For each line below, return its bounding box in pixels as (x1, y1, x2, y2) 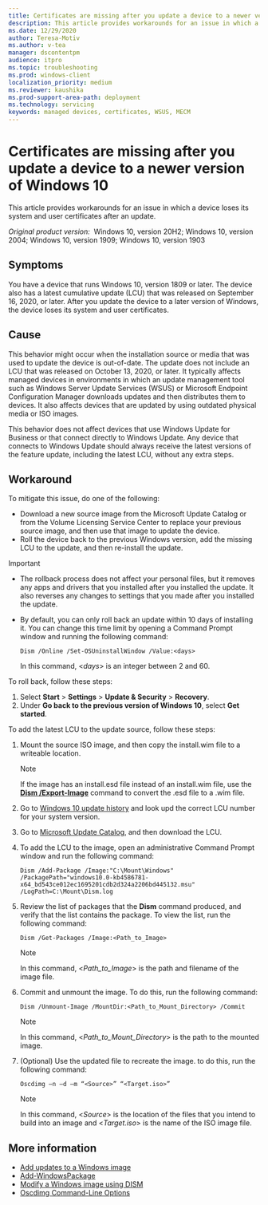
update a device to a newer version (8, 160, 245, 178)
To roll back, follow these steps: (8, 677, 113, 686)
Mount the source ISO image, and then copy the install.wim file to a (19, 740, 241, 750)
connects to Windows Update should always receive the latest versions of (8, 441, 251, 451)
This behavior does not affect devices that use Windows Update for (8, 424, 231, 433)
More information (8, 1141, 97, 1155)
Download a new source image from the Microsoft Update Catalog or (19, 509, 247, 519)
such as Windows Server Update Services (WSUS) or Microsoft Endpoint (8, 383, 248, 393)
